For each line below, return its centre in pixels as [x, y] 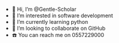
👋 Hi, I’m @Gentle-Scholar [44, 9]
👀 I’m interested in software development [62, 16]
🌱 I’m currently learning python [50, 22]
